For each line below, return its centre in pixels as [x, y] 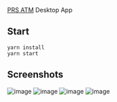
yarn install [26, 48]
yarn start [23, 53]
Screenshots [35, 75]
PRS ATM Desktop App [40, 10]
